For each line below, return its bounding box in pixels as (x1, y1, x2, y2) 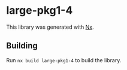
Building (6, 41, 38, 51)
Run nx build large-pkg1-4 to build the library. (6, 56, 122, 63)
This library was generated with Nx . (6, 23, 94, 31)
